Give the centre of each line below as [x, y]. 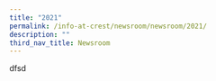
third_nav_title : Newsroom [60, 43]
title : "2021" [36, 18]
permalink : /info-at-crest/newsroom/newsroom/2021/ [108, 26]
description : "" [40, 34]
